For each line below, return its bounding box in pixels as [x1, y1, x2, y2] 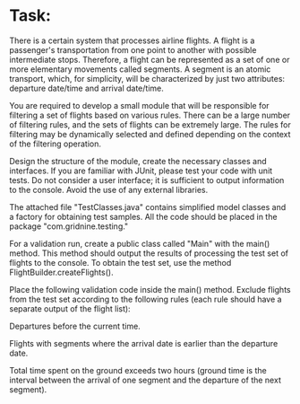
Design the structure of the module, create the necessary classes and [9, 155, 267, 166]
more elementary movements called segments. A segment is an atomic [9, 64, 271, 75]
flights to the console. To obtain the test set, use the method [9, 257, 232, 268]
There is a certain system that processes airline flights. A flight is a [9, 35, 255, 46]
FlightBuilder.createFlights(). [9, 267, 114, 277]
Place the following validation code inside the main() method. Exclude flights [9, 284, 291, 294]
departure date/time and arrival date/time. [9, 83, 164, 93]
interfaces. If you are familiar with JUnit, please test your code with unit [9, 165, 273, 176]
